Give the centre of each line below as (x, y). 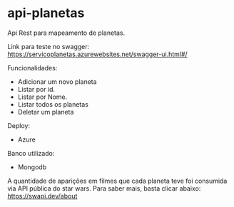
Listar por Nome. (42, 97)
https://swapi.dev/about (42, 196)
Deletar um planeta (46, 112)
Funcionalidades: (32, 68)
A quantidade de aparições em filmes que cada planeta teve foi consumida (117, 181)
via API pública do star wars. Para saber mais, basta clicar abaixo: (104, 188)
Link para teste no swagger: (49, 46)
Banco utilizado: (31, 153)
